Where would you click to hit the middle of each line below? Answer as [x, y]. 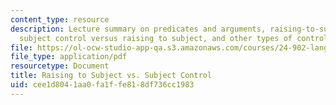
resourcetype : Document [60, 66]
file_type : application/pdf [69, 57]
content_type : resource [60, 19]
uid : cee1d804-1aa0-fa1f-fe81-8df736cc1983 [102, 85]
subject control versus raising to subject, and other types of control [174, 38]
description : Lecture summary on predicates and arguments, [138, 29]
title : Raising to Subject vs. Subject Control [111, 76]
